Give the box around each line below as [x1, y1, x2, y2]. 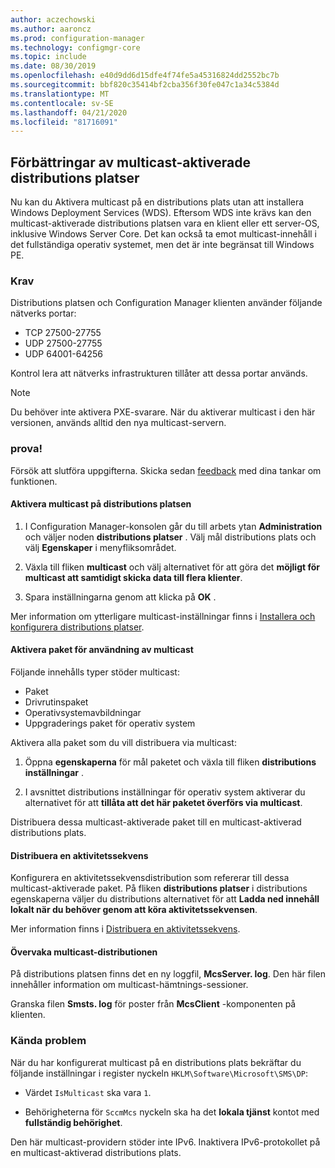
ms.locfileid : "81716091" [10, 117, 118, 127]
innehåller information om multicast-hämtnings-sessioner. [10, 979, 249, 991]
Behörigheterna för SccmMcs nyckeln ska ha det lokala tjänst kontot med [24, 1106, 320, 1118]
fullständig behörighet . [24, 1116, 123, 1128]
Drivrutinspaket [24, 696, 89, 708]
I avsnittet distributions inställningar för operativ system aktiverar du [24, 786, 306, 798]
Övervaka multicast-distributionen [10, 946, 158, 958]
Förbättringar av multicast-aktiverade [10, 154, 252, 171]
